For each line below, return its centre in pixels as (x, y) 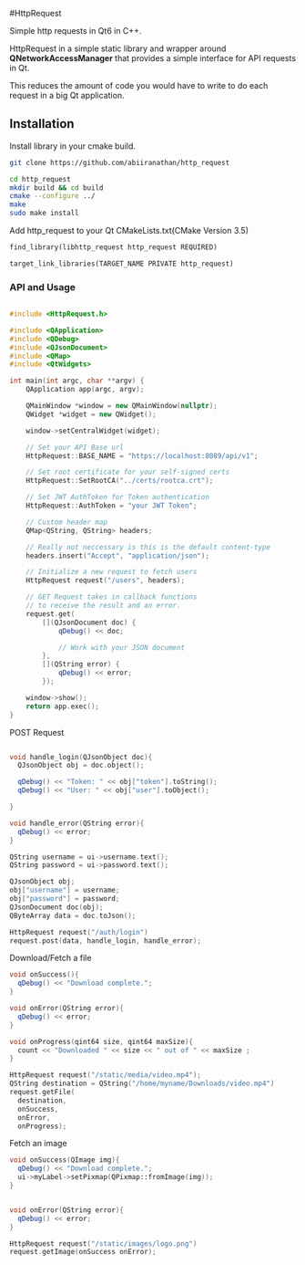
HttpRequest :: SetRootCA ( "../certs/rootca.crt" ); (120, 481)
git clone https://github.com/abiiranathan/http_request (120, 162)
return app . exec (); (63, 706)
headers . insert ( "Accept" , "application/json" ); (117, 556)
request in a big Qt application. (67, 95)
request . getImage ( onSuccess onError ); (83, 1252)
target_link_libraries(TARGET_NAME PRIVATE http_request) (122, 264)
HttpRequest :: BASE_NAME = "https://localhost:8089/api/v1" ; (142, 455)
